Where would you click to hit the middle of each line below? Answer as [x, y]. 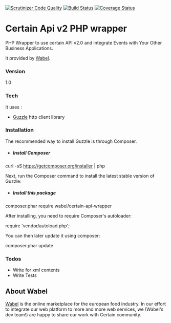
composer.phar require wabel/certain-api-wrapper [59, 206]
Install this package [34, 193]
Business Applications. [29, 48]
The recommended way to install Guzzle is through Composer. [71, 141]
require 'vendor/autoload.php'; [38, 226]
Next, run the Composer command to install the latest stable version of [80, 176]
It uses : [14, 107]
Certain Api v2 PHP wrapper [66, 29]
